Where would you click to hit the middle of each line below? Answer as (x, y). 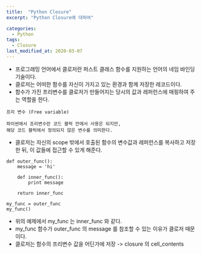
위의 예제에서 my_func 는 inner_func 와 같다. (69, 221)
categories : (21, 29)
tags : (13, 40)
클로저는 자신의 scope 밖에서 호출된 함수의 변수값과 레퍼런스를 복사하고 (100, 142)
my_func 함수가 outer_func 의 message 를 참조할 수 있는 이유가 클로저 (99, 229)
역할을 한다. (35, 99)
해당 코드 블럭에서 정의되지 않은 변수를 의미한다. (59, 130)
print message (46, 183)
